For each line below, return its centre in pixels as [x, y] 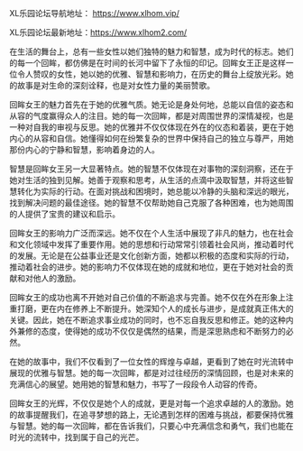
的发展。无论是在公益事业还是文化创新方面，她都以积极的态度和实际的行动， [151, 256]
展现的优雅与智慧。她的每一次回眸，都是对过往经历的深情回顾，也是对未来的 [151, 373]
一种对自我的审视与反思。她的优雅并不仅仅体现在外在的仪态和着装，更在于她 [151, 127]
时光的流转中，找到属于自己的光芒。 [77, 437]
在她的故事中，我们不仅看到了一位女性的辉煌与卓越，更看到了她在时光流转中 [151, 362]
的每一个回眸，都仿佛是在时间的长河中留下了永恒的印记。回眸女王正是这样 [147, 63]
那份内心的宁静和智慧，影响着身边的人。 [84, 150]
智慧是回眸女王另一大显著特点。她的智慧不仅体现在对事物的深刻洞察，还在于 [151, 169]
